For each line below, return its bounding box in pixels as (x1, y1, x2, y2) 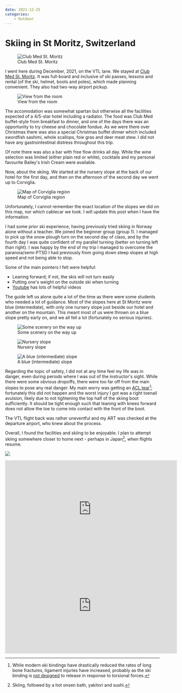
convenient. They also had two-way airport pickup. (5, 84, 108, 90)
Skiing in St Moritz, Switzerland (5, 37, 136, 49)
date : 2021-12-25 (5, 7, 41, 12)
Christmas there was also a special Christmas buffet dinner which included (5, 129, 156, 135)
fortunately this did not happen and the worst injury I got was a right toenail (5, 390, 157, 396)
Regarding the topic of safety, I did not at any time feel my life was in (5, 369, 144, 374)
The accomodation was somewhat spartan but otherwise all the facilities (5, 108, 152, 114)
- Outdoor (14, 16, 34, 21)
